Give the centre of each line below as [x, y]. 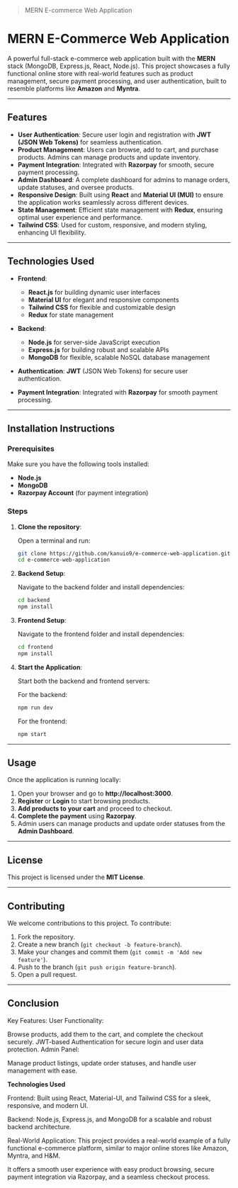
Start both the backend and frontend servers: [84, 681]
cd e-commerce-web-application [64, 560]
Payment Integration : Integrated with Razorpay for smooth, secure [116, 164]
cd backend [34, 600]
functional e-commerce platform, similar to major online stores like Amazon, [118, 1148]
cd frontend [35, 647]
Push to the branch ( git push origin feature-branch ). [97, 967]
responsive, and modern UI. [48, 1105]
